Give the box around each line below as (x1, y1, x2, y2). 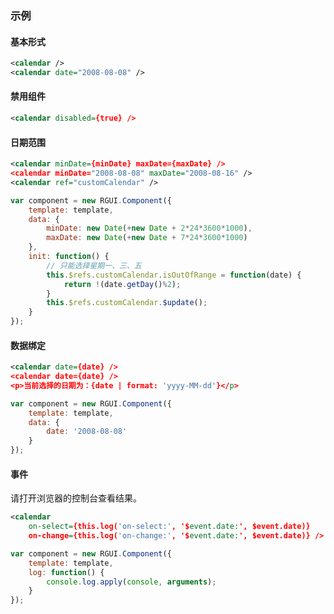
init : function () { (28, 252, 110, 262)
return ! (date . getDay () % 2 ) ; (63, 279, 182, 289)
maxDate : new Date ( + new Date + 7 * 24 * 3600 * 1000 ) (46, 233, 248, 243)
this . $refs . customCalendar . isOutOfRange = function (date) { (46, 270, 302, 280)
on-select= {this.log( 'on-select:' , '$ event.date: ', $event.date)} (28, 522, 311, 532)
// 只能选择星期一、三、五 (46, 260, 142, 271)
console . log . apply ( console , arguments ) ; (46, 577, 217, 587)
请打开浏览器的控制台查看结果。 (10, 492, 142, 504)
